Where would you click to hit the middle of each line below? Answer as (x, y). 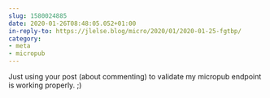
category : (25, 38)
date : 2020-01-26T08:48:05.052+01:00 (72, 23)
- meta (20, 46)
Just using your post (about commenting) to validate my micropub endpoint (135, 77)
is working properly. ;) (45, 85)
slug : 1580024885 (38, 16)
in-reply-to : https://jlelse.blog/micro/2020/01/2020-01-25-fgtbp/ (125, 31)
